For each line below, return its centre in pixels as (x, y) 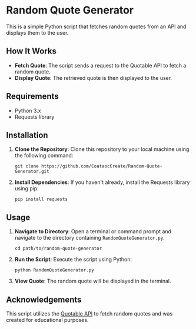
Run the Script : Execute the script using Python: (73, 260)
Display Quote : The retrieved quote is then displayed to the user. (93, 78)
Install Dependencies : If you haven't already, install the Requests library (102, 182)
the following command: (44, 156)
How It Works (31, 51)
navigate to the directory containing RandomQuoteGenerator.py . (89, 238)
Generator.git (32, 172)
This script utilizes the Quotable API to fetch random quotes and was (89, 314)
